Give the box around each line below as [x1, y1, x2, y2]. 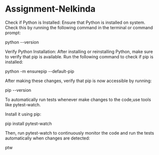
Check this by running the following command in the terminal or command [5, 24, 153, 30]
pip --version [5, 87, 32, 93]
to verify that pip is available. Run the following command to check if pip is [5, 53, 154, 59]
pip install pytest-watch [5, 121, 52, 126]
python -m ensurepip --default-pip [5, 68, 74, 74]
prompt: [5, 30, 21, 35]
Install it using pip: [5, 111, 41, 117]
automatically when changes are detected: [5, 135, 90, 141]
